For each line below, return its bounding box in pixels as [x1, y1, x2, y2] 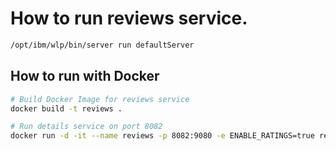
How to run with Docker [10, 68, 160, 85]
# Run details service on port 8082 [10, 122, 163, 132]
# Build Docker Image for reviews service [10, 94, 190, 104]
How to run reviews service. [10, 7, 248, 30]
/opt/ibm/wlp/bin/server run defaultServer [10, 40, 195, 50]
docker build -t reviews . [10, 103, 123, 114]
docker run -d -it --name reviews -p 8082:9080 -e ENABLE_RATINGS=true [10, 131, 315, 141]
